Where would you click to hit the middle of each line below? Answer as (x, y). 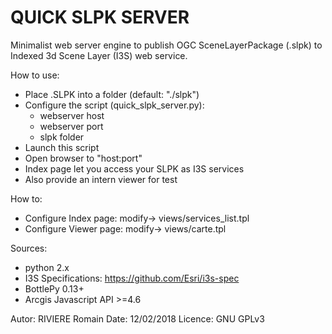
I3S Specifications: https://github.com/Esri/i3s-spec (132, 278)
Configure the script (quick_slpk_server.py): (114, 105)
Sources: (29, 248)
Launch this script (62, 147)
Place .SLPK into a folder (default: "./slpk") (112, 94)
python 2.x (47, 267)
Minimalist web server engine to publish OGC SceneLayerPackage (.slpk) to (166, 45)
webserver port (71, 126)
